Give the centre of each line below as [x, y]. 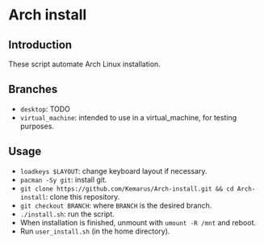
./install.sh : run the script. [67, 214]
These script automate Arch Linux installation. [85, 64]
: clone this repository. [83, 196]
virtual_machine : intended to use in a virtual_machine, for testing [128, 117]
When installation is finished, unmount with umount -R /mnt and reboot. [138, 222]
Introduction [40, 45]
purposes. [37, 126]
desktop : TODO [45, 109]
